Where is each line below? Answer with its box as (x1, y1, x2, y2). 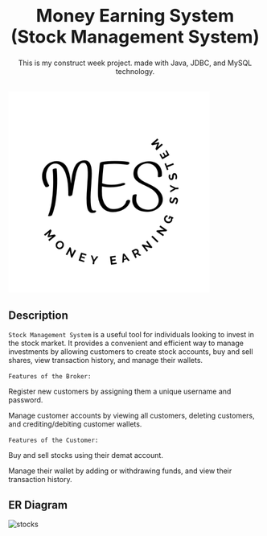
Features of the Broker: (8, 373, 92, 381)
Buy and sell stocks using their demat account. (8, 451, 163, 460)
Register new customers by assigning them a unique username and (8, 386, 232, 397)
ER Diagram (8, 498, 68, 512)
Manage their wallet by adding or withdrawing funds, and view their (8, 466, 232, 476)
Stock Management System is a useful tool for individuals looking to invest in (8, 330, 255, 340)
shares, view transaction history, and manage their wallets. (8, 356, 203, 365)
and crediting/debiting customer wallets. (8, 419, 142, 429)
